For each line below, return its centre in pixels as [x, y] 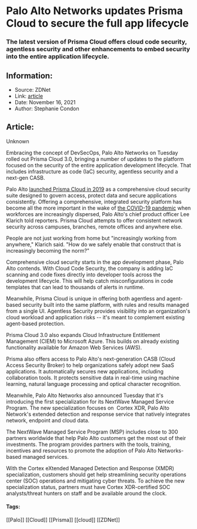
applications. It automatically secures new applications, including [85, 371]
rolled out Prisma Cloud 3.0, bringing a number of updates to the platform [95, 159]
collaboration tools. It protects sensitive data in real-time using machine [93, 378]
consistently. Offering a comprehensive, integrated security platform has [94, 201]
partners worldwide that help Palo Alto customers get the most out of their [96, 438]
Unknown [18, 141]
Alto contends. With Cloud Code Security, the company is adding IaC [90, 268]
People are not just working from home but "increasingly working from [91, 238]
